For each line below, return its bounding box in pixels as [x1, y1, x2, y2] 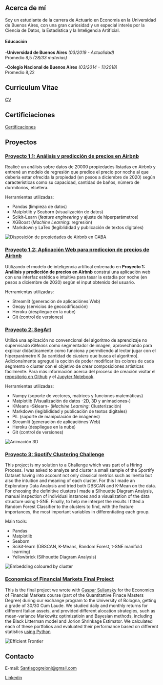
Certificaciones [5, 124, 36, 129]
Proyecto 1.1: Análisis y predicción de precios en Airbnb [5, 152, 139, 159]
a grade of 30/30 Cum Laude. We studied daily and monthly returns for [5, 603, 148, 609]
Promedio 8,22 [5, 70, 35, 76]
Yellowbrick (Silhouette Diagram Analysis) [12, 554, 97, 560]
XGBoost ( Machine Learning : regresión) [12, 219, 93, 225]
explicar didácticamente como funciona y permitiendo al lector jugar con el [5, 348, 156, 354]
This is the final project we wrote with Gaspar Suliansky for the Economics [5, 587, 155, 593]
